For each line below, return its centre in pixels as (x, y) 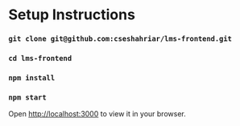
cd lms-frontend (40, 59)
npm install (32, 77)
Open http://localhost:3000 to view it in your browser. (97, 114)
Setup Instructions (72, 15)
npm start (27, 97)
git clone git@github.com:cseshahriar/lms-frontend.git (120, 39)
